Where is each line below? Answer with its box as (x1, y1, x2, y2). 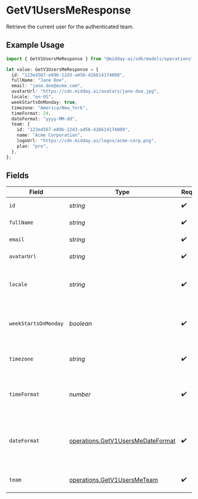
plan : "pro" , (16, 143, 49, 149)
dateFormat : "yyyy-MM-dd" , (11, 116, 78, 122)
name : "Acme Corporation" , (16, 132, 83, 139)
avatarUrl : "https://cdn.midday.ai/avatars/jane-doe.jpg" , (11, 88, 160, 94)
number (69, 390, 91, 399)
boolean (69, 320, 93, 328)
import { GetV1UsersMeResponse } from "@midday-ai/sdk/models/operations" (6, 55, 194, 62)
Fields (6, 170, 29, 180)
